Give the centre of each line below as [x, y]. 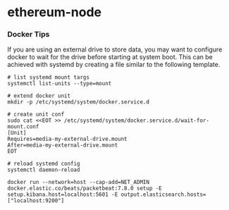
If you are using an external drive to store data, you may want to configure [115, 49]
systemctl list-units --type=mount [60, 84]
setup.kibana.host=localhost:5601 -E [63, 194]
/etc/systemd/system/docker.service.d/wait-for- [137, 121]
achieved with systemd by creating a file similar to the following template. [114, 65]
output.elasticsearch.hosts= [163, 194]
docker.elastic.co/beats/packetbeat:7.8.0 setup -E [85, 189]
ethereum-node [55, 12]
